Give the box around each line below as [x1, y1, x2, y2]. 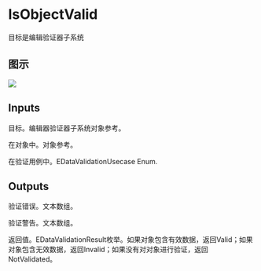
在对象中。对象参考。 [8, 140, 77, 149]
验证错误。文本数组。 [8, 202, 77, 211]
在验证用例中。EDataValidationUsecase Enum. [8, 156, 158, 166]
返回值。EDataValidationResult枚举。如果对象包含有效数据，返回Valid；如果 [8, 235, 253, 244]
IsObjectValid [8, 5, 98, 24]
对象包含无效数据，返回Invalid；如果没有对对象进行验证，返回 [8, 245, 208, 255]
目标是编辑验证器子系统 [8, 32, 84, 42]
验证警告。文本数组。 [8, 218, 77, 228]
